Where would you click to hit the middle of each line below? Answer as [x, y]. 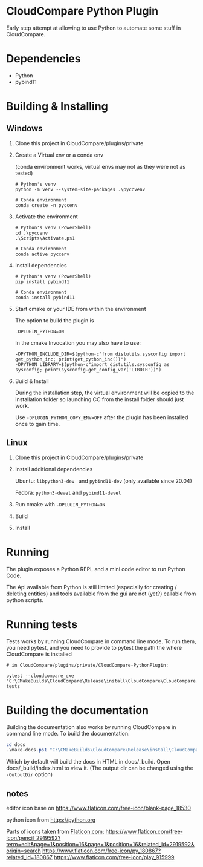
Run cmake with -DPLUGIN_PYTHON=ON [60, 504]
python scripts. [25, 600]
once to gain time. [37, 424]
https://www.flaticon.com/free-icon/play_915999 [114, 857]
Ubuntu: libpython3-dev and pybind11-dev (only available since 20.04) [103, 481]
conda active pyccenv [42, 254]
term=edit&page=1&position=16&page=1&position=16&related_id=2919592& [100, 845]
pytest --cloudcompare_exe [40, 676]
